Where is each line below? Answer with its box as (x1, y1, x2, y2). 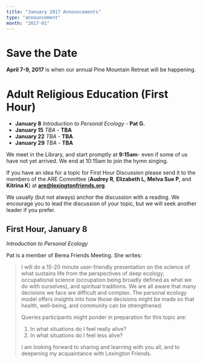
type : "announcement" (6, 14, 61, 21)
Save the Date (6, 46, 77, 60)
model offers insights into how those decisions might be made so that (21, 295, 195, 303)
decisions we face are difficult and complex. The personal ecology (21, 289, 187, 297)
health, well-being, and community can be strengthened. (21, 302, 163, 309)
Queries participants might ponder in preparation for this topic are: (21, 313, 187, 321)
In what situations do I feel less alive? (30, 332, 123, 339)
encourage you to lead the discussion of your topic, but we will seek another (6, 200, 197, 207)
